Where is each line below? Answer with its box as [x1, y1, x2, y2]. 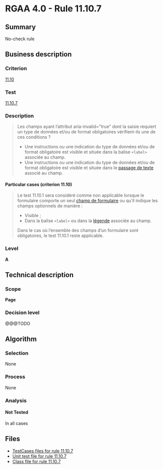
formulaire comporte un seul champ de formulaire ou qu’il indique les [17, 198, 158, 204]
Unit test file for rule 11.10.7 [12, 453, 67, 459]
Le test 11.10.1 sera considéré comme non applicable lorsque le [17, 192, 144, 198]
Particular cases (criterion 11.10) [5, 181, 73, 187]
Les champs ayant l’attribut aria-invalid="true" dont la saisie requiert [17, 123, 157, 129]
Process [5, 373, 26, 380]
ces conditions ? [17, 134, 51, 140]
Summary [5, 23, 36, 31]
